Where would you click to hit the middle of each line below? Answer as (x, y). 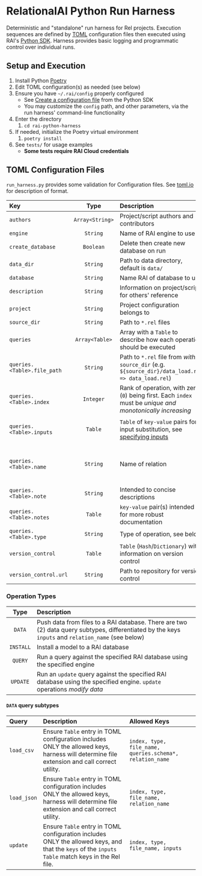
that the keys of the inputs (80, 849)
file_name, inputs (155, 849)
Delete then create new (152, 243)
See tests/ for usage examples (54, 144)
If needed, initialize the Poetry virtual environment (77, 131)
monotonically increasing (155, 410)
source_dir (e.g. (142, 364)
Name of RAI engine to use (157, 233)
